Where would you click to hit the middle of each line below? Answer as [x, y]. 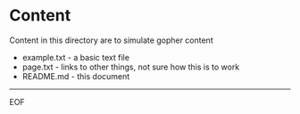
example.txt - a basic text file [75, 57]
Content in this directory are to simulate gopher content [111, 40]
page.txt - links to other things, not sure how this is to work [131, 67]
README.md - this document [76, 76]
